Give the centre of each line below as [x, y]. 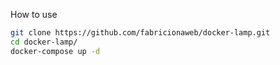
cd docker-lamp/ [44, 42]
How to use [34, 14]
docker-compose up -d [55, 51]
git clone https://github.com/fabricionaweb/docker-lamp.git [140, 33]
